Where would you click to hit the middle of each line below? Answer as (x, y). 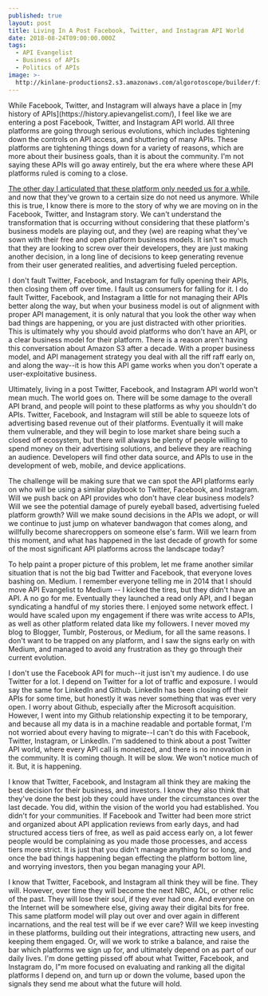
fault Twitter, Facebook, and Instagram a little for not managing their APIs (128, 297)
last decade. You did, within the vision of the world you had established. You (134, 807)
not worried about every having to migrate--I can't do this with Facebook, (129, 732)
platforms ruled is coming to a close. (68, 173)
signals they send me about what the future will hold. (95, 983)
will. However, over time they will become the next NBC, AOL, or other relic (131, 890)
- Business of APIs (48, 61)
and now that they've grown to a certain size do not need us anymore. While (134, 197)
